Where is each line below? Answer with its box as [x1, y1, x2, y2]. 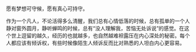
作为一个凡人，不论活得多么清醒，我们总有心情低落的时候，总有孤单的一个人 [6, 18, 190, 25]
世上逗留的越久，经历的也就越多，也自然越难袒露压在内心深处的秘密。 [10, 32, 180, 39]
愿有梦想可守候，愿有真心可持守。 [6, 5, 88, 12]
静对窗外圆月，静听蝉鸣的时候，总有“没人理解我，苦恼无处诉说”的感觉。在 [6, 25, 185, 32]
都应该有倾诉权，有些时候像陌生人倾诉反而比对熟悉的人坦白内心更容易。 [10, 40, 185, 46]
